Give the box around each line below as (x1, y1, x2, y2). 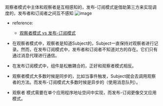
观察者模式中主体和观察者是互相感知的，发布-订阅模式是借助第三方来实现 (5, 4, 153, 10)
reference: (12, 20, 33, 26)
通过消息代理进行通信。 (12, 53, 60, 58)
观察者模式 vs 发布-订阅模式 (19, 30, 76, 35)
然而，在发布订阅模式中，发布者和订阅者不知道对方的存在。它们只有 (20, 47, 158, 52)
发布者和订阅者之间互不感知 (18, 10, 74, 16)
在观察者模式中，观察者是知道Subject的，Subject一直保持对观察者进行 (12, 40, 154, 46)
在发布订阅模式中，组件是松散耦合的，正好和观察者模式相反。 (12, 63, 137, 69)
